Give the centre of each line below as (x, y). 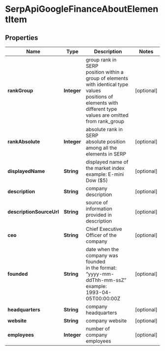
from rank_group (105, 121)
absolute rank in (104, 129)
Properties (22, 38)
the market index (105, 168)
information (99, 209)
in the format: (101, 268)
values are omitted (107, 115)
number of (98, 329)
